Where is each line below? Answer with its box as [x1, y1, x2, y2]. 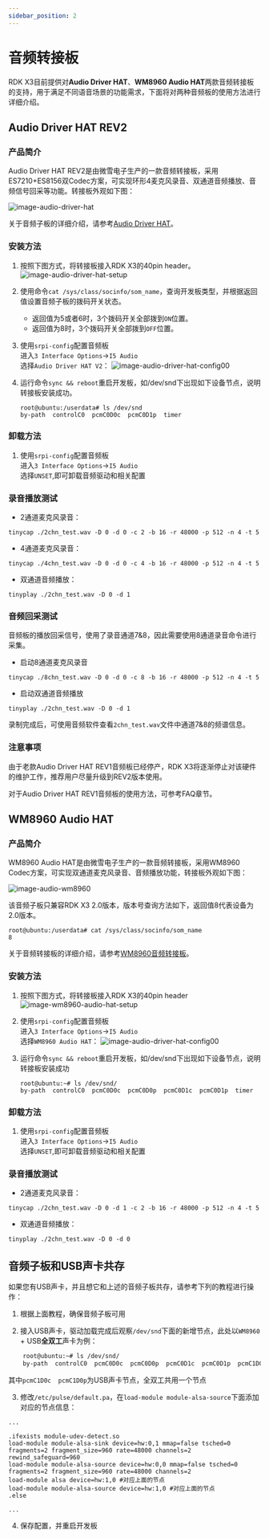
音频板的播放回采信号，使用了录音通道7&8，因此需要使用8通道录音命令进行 [8, 630, 257, 640]
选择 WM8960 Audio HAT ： [19, 1036, 99, 1046]
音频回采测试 [8, 611, 58, 622]
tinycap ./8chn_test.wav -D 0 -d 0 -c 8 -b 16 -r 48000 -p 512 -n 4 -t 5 [8, 674, 260, 682]
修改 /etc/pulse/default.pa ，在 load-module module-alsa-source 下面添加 [19, 1392, 259, 1401]
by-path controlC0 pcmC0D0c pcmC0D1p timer [19, 410, 182, 418]
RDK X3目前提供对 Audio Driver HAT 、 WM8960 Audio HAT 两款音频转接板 [8, 77, 255, 87]
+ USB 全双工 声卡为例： [19, 1336, 98, 1346]
